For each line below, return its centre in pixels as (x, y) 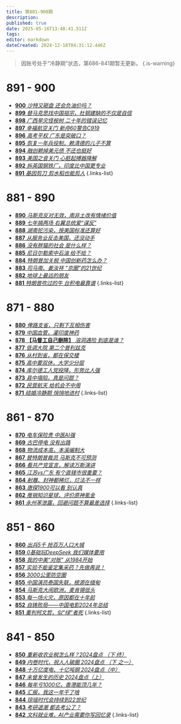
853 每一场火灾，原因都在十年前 (55, 597)
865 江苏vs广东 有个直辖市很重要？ (58, 472)
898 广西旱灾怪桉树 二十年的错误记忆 (61, 120)
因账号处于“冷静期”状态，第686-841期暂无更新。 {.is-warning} (98, 63)
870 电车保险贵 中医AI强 (45, 435)
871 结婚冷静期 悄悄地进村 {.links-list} (61, 392)
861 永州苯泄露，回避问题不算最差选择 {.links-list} (76, 503)
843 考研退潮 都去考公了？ (48, 707)
